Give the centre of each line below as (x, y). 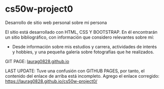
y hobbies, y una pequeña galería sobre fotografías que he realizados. (83, 52)
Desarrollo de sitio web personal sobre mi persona (56, 22)
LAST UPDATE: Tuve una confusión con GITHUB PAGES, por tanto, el (75, 71)
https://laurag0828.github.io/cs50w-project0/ (51, 81)
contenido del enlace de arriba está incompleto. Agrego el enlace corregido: (82, 76)
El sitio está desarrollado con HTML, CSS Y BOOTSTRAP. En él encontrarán (82, 32)
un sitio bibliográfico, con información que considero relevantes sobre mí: (80, 37)
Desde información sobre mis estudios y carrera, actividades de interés (84, 46)
